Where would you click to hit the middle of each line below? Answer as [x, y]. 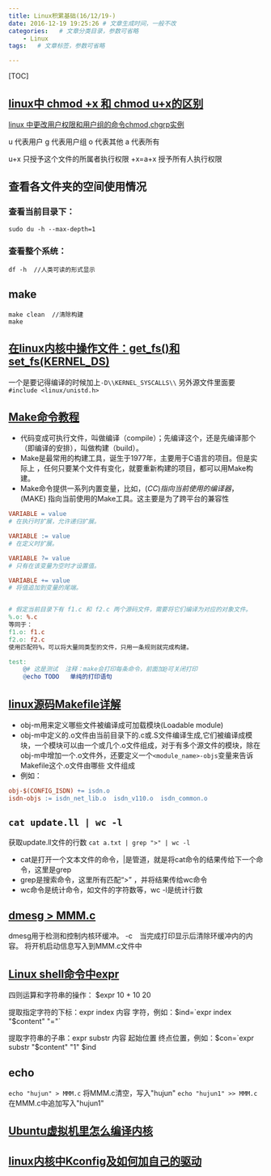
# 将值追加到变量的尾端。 [45, 588]
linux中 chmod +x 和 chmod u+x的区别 [106, 103]
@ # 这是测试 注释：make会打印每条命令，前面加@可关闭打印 [110, 669]
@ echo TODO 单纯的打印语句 [68, 677]
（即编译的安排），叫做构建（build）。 [81, 448]
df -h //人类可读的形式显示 [52, 269]
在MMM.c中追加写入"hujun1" [56, 1103]
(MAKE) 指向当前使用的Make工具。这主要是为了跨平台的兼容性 [125, 499]
